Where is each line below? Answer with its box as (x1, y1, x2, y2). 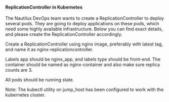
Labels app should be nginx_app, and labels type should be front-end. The (5, 56, 161, 63)
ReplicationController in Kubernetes (5, 4, 82, 10)
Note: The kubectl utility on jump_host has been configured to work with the (5, 86, 164, 93)
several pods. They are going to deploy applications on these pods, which (5, 21, 159, 27)
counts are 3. (5, 67, 33, 73)
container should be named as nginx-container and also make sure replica (5, 62, 160, 68)
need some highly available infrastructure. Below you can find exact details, (5, 26, 163, 32)
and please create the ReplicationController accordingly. (5, 31, 122, 37)
